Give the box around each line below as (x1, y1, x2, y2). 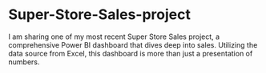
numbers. (8, 57, 40, 67)
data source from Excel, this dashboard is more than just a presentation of (8, 48, 253, 58)
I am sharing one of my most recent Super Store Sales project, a (8, 32, 220, 41)
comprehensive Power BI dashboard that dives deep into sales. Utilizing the (8, 40, 258, 49)
